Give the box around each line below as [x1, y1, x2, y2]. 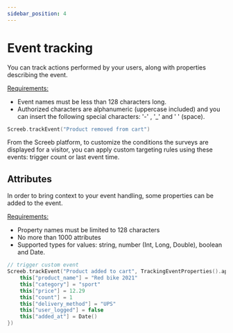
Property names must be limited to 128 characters [17, 226, 160, 234]
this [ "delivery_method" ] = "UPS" [19, 300, 116, 307]
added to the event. [7, 199, 63, 207]
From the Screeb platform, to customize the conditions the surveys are [7, 138, 209, 147]
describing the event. [7, 70, 68, 79]
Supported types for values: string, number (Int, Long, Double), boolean [17, 241, 223, 249]
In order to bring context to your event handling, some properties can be [7, 192, 214, 200]
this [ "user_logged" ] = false [19, 307, 104, 314]
